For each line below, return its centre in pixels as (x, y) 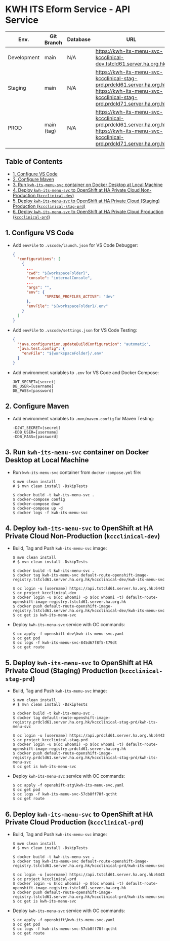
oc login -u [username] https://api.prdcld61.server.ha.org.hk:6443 (91, 736)
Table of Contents (34, 161)
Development (24, 57)
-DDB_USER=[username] (35, 432)
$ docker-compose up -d (38, 508)
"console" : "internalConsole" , (59, 278)
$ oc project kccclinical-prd (45, 879)
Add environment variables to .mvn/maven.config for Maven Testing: (83, 418)
